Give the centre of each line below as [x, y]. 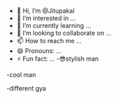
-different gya [27, 88]
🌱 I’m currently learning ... [54, 25]
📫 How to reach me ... [49, 41]
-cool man [21, 75]
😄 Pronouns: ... [39, 51]
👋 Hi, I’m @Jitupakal [45, 11]
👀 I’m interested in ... [46, 18]
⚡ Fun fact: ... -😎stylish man [58, 59]
